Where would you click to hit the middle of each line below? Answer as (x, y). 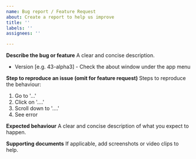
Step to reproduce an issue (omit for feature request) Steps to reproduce (96, 78)
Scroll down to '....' (37, 108)
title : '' (18, 22)
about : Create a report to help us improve (60, 17)
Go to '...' (25, 96)
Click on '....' (29, 102)
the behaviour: (24, 85)
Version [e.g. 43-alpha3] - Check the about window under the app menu (102, 67)
